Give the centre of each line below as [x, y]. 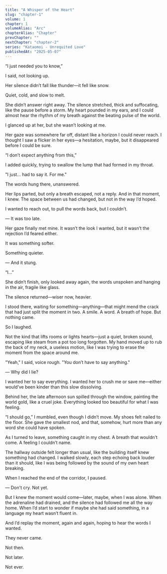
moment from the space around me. [42, 352]
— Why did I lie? [22, 372]
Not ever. [14, 567]
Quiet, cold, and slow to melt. [35, 95]
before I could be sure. [28, 145]
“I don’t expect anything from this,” [41, 155]
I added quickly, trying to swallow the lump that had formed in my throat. [80, 164]
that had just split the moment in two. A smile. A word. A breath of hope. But [83, 312]
